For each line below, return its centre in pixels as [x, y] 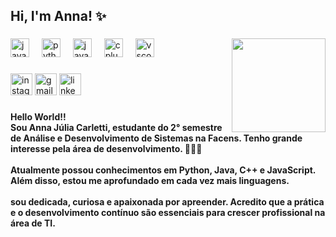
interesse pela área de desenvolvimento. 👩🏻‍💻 [106, 149]
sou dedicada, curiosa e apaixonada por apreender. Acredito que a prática [167, 202]
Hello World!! [38, 117]
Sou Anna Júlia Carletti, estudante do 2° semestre [116, 128]
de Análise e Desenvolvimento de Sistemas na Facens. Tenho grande [156, 138]
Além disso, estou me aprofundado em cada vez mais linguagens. [150, 181]
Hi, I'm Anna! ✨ [58, 16]
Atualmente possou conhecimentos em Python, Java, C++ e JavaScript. [163, 170]
